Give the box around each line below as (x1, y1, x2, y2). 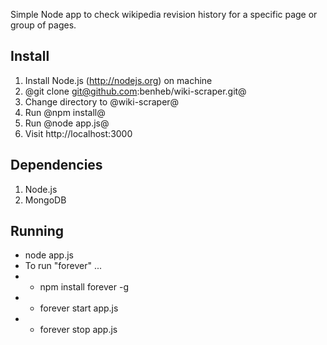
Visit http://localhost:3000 (24, 127, 133, 139)
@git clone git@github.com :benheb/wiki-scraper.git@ (24, 85, 247, 97)
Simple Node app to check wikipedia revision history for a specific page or (10, 9, 318, 20)
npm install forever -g (39, 281, 130, 293)
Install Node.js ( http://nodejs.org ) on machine (24, 74, 213, 86)
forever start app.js (39, 302, 119, 314)
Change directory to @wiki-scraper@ (24, 95, 180, 108)
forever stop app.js (39, 324, 118, 336)
